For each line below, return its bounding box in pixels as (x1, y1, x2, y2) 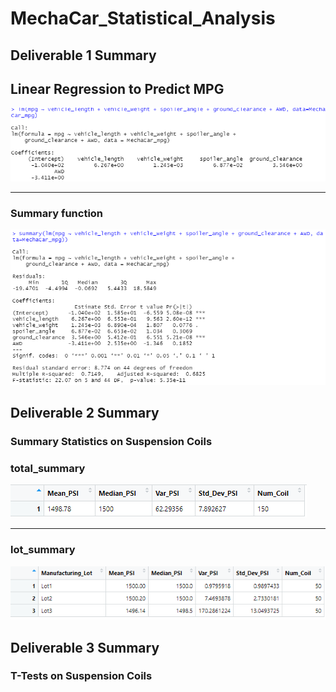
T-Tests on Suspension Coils (10, 669, 153, 683)
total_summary (10, 461, 86, 475)
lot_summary (10, 543, 76, 557)
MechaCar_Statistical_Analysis (10, 7, 276, 30)
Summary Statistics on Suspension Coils (10, 435, 213, 448)
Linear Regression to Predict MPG (10, 80, 225, 97)
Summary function (10, 206, 104, 220)
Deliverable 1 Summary (10, 47, 157, 64)
